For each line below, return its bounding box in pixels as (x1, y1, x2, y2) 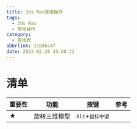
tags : (6, 15, 20, 21)
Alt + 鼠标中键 (76, 111, 110, 120)
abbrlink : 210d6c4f (6, 43, 56, 49)
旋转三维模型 (33, 112, 71, 120)
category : (6, 32, 32, 38)
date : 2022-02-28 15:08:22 (6, 49, 75, 55)
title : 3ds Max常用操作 (6, 9, 63, 15)
